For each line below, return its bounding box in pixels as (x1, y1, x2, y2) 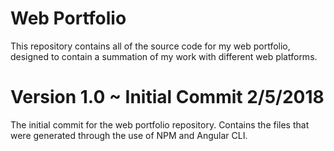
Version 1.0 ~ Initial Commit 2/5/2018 (10, 86, 325, 109)
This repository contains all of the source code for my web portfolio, (10, 40, 291, 52)
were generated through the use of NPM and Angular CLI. (10, 129, 248, 141)
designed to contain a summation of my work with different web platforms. (10, 50, 318, 62)
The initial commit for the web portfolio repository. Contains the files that (10, 118, 310, 131)
